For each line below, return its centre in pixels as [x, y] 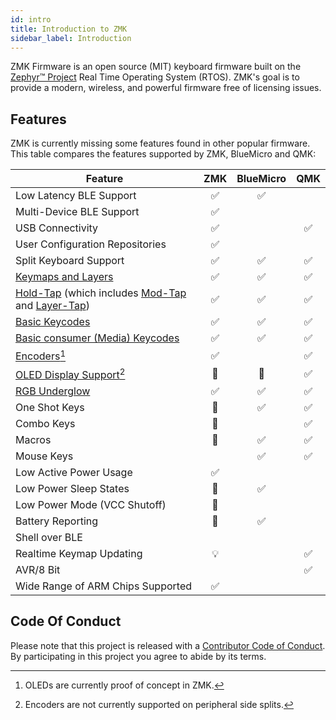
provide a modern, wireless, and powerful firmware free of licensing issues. [166, 88]
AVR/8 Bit [38, 569]
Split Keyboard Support [70, 261]
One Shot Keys [50, 407]
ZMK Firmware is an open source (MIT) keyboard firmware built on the [156, 67]
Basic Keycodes [53, 322]
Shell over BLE [49, 537]
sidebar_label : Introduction [71, 38]
